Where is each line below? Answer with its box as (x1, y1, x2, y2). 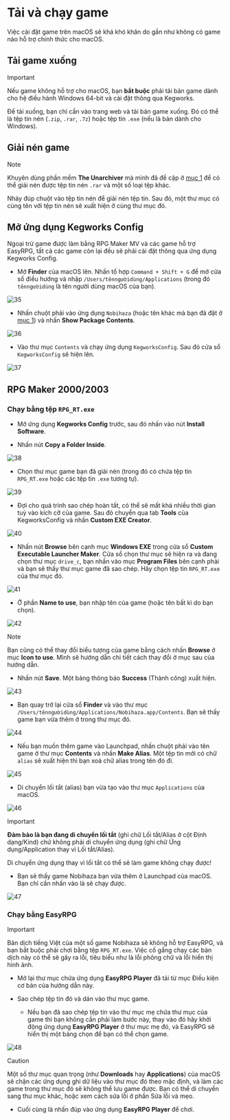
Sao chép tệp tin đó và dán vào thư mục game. (16, 995, 150, 1003)
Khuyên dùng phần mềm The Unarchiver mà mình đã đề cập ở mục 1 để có (7, 174, 220, 182)
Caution (7, 1057, 30, 1065)
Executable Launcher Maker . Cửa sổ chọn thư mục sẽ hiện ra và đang (16, 550, 218, 559)
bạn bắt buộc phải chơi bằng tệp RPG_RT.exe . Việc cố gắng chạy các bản (7, 946, 212, 955)
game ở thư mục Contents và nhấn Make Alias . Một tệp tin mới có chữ (16, 749, 218, 758)
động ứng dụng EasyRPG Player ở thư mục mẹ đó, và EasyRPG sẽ (27, 1023, 215, 1031)
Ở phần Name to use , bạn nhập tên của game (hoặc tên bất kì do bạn (16, 599, 214, 607)
